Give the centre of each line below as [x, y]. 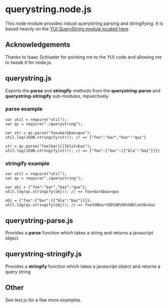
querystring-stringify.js [44, 254]
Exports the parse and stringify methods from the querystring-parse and [83, 90]
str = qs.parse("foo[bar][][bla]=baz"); [49, 146]
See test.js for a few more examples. [43, 300]
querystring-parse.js [39, 220]
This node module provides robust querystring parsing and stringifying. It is [84, 23]
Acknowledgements [38, 45]
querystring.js [28, 78]
